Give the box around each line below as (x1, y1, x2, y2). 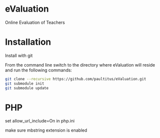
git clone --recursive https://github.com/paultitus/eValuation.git (5, 76, 146, 81)
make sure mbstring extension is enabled (5, 127, 87, 133)
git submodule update (5, 86, 49, 90)
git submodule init (5, 81, 45, 86)
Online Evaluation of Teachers (5, 19, 65, 25)
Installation (5, 36, 51, 48)
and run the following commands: (5, 67, 72, 73)
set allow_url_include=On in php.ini (5, 118, 75, 124)
